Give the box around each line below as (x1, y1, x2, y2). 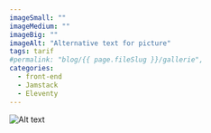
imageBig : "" (9, 30, 59, 39)
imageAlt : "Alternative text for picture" (9, 38, 171, 48)
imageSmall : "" (9, 13, 67, 23)
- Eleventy (17, 89, 59, 98)
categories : (9, 64, 54, 73)
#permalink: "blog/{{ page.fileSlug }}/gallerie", (9, 55, 204, 64)
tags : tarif (9, 47, 54, 56)
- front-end (17, 72, 63, 81)
